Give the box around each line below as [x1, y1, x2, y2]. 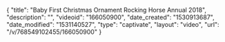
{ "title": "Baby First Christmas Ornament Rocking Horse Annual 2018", [6, 6, 206, 14]
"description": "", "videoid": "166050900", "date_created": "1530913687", [6, 13, 215, 21]
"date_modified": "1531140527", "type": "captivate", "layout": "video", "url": [6, 21, 219, 28]
